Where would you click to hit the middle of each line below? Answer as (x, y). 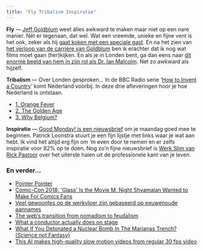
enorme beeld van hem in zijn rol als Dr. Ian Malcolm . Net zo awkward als (98, 61)
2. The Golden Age (38, 110)
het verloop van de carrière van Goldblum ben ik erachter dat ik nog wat (96, 49)
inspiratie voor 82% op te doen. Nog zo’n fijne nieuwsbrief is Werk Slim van (101, 148)
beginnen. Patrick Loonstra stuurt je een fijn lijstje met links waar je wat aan (101, 135)
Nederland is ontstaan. (35, 92)
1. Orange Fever (35, 104)
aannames (28, 209)
